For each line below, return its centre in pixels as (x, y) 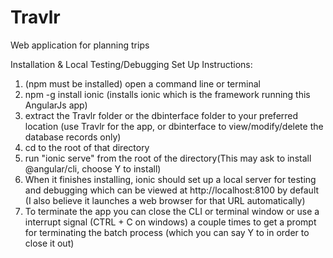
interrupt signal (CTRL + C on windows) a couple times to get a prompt (170, 222)
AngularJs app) (56, 105)
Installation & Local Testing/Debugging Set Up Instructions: (131, 64)
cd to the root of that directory (87, 147)
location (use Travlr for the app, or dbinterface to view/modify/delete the (174, 126)
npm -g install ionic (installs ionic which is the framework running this (167, 94)
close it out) (49, 243)
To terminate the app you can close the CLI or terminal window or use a (172, 211)
